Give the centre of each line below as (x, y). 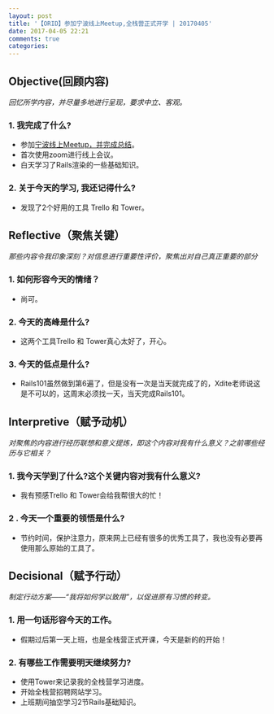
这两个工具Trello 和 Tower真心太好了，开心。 (96, 341)
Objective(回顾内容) (59, 81)
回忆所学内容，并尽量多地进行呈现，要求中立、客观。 (98, 102)
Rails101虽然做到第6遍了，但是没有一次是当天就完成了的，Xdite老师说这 (140, 384)
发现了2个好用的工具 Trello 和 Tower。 (84, 207)
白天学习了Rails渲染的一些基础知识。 (82, 165)
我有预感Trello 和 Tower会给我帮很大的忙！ (92, 495)
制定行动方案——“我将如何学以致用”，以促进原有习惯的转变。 (112, 597)
